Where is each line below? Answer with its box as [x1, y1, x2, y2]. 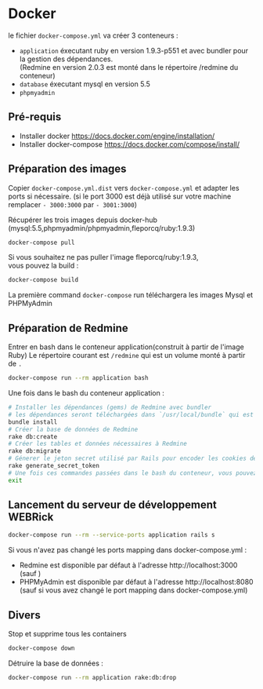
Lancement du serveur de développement [8, 498, 217, 512]
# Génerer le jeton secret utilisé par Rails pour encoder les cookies [8, 454, 247, 463]
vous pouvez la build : [8, 261, 79, 271]
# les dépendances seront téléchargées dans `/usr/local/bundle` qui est [8, 410, 254, 418]
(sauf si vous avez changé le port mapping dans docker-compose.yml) [19, 585, 248, 595]
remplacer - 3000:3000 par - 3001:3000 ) [8, 199, 137, 209]
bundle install [8, 417, 58, 426]
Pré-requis [8, 111, 62, 124]
